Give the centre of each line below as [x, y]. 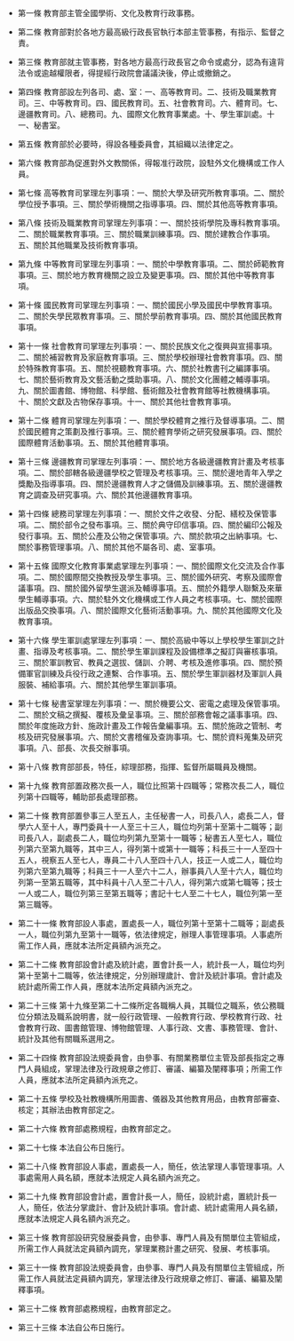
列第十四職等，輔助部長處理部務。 [80, 797]
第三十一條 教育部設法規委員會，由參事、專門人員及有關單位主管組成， [147, 1267]
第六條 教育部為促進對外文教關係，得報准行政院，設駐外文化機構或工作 [147, 163]
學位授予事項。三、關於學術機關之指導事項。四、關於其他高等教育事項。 [150, 204]
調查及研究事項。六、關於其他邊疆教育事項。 [115, 495]
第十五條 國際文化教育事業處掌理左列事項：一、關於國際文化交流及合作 [147, 566]
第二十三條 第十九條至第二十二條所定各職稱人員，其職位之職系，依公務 [147, 1005]
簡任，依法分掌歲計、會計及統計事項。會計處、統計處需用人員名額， [158, 1207]
